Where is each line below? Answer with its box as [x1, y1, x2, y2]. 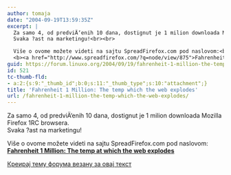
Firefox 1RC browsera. [7, 119, 70, 127]
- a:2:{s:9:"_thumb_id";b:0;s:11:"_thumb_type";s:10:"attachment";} [7, 80, 208, 86]
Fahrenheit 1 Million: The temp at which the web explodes [7, 147, 175, 155]
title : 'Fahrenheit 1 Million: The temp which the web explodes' [7, 86, 198, 93]
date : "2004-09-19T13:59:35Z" [7, 16, 94, 23]
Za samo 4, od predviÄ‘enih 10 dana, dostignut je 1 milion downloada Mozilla [7, 111, 222, 120]
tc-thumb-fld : [7, 73, 48, 80]
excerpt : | [7, 23, 38, 30]
